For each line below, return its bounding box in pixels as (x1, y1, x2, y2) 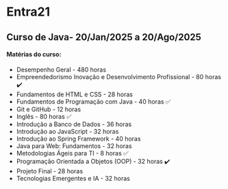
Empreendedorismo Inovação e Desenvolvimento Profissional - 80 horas (16, 72, 222, 81)
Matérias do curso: (6, 50, 62, 59)
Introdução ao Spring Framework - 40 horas (16, 134, 141, 143)
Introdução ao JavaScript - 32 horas (16, 127, 119, 135)
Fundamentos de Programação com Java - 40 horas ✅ (16, 97, 171, 106)
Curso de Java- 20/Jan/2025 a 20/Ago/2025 (6, 31, 201, 43)
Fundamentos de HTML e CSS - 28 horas (16, 90, 133, 98)
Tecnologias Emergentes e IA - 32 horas (16, 174, 131, 182)
